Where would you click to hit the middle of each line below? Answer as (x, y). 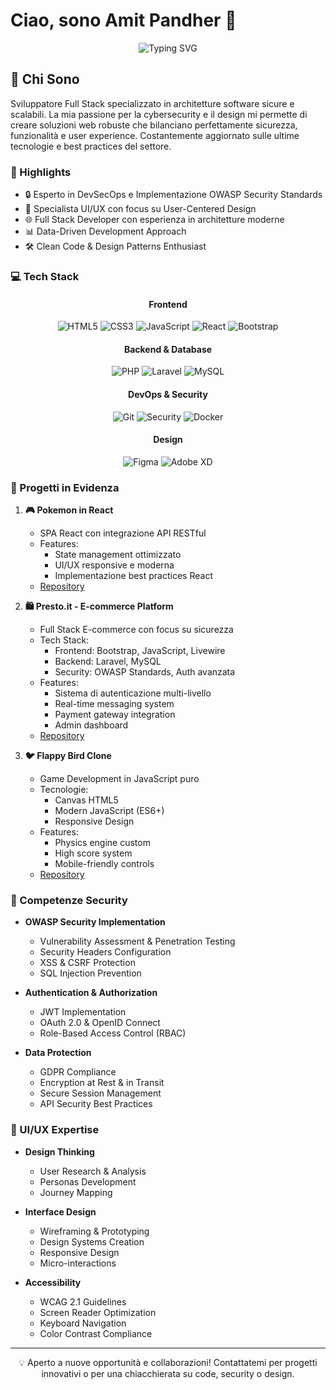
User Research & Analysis (93, 1171)
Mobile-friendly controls (104, 864)
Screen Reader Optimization (98, 1312)
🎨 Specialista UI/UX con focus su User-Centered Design (140, 209)
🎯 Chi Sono (45, 79)
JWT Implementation (83, 1012)
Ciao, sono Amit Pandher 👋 (123, 20)
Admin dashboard (91, 725)
